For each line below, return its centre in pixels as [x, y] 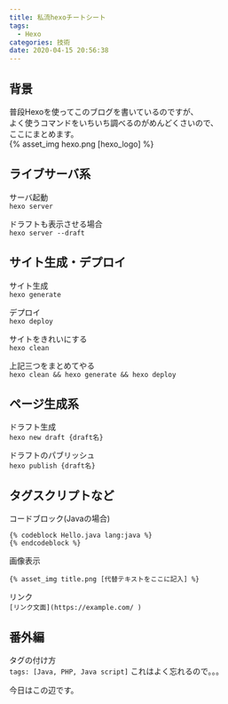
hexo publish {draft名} [52, 466]
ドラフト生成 [32, 427]
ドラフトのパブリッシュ [52, 455]
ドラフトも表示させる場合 [56, 224]
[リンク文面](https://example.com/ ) [75, 608]
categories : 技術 [40, 42]
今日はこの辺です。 [44, 690]
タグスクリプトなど [62, 496]
